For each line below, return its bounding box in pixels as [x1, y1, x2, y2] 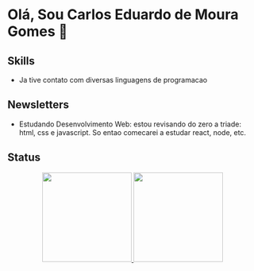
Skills [7, 54, 35, 68]
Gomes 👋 [7, 22, 68, 41]
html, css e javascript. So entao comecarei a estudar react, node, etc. [18, 127, 247, 137]
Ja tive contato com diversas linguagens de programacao [18, 75, 208, 84]
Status [7, 151, 41, 165]
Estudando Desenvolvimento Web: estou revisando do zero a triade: [18, 119, 241, 129]
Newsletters [7, 98, 69, 112]
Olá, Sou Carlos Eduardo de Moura [7, 6, 239, 24]
